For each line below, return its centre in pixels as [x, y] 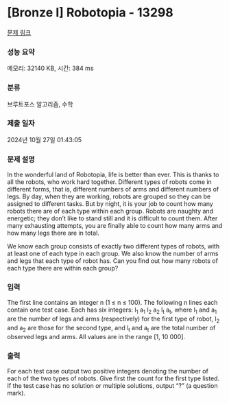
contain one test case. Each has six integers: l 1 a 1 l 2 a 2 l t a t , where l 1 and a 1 [112, 311]
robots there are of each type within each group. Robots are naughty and [110, 211]
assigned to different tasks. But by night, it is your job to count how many [110, 204]
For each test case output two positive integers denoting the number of [108, 371]
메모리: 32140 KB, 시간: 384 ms [50, 68]
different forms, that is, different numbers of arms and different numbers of [113, 189]
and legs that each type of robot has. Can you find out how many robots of [112, 261]
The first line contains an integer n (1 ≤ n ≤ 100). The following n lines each [112, 303]
